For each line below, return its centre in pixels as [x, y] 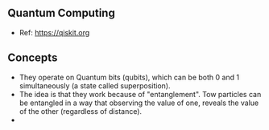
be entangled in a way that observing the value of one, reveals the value [139, 103]
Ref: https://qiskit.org [54, 32]
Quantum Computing [62, 13]
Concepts [33, 58]
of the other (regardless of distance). [81, 111]
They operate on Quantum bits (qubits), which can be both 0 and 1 [129, 77]
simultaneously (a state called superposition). [95, 85]
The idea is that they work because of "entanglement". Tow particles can [140, 94]
